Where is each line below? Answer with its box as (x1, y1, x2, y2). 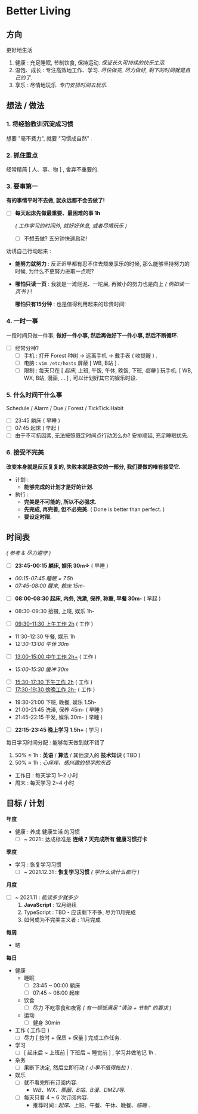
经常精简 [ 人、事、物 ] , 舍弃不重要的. (6, 165, 99, 173)
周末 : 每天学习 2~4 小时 (14, 779, 75, 786)
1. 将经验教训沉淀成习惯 (6, 120, 73, 128)
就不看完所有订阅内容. (23, 1079, 78, 1086)
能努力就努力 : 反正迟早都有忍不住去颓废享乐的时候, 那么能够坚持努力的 (14, 260, 190, 267)
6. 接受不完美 (6, 448, 44, 457)
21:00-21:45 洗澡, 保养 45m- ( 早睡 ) (14, 706, 103, 713)
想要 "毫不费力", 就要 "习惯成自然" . (6, 134, 92, 141)
